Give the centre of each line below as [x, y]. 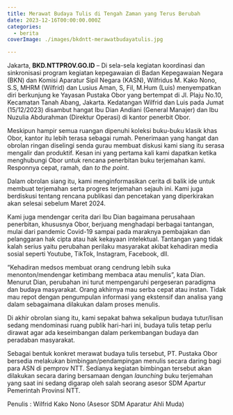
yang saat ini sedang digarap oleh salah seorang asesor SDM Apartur [107, 383]
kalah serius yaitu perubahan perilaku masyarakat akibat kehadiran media [113, 246]
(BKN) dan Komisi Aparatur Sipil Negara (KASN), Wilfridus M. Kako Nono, [112, 80]
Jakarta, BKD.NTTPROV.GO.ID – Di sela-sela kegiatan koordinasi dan [106, 65]
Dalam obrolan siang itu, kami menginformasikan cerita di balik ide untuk [111, 181]
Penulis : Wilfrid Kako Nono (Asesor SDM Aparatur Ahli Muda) [96, 404]
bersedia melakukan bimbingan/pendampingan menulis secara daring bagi [114, 361]
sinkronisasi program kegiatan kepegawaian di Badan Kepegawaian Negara [115, 73]
